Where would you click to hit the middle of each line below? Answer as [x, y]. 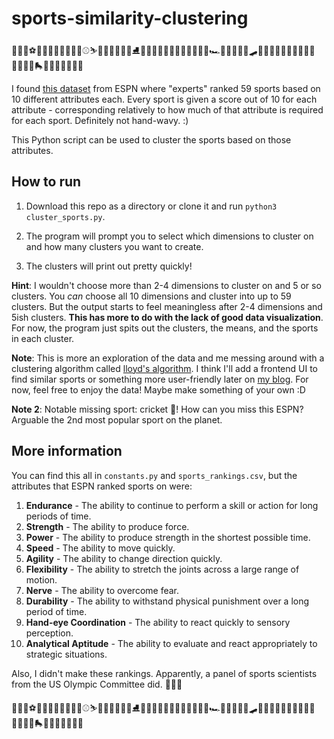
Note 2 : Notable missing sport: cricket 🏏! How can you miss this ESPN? [157, 409]
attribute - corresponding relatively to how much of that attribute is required [167, 109]
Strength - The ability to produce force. [107, 526]
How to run [46, 182]
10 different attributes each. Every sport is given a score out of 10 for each [164, 99]
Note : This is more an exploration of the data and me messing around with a [168, 358]
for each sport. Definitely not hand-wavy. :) [100, 120]
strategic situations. [66, 654]
